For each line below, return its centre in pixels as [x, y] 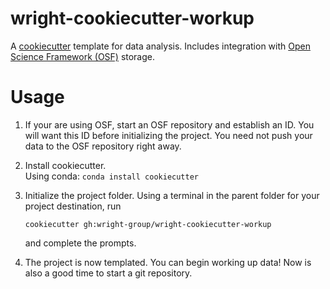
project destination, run [73, 206]
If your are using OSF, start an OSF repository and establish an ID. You [169, 124]
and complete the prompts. [80, 243]
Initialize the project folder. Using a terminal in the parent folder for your [172, 195]
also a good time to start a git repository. [108, 273]
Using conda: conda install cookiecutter [111, 176]
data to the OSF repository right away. [103, 146]
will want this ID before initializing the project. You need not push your [168, 135]
